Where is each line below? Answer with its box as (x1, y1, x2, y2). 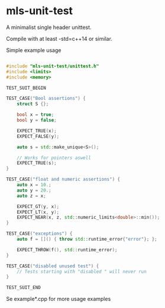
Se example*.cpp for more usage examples (6, 296, 111, 303)
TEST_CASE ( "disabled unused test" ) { (6, 263, 99, 269)
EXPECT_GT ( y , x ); (17, 203, 60, 209)
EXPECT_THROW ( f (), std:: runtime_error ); (17, 247, 118, 252)
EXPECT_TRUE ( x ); (17, 128, 57, 134)
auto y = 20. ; (17, 187, 51, 193)
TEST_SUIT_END (6, 285, 41, 291)
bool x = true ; (17, 112, 54, 118)
